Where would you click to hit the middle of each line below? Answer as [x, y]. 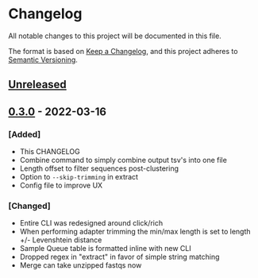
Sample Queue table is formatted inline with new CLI [106, 249]
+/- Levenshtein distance [61, 240]
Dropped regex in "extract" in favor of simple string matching [119, 257]
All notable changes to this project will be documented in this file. [115, 36]
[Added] [25, 134]
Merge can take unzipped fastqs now [81, 265]
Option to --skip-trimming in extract [79, 177]
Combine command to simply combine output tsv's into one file [123, 160]
